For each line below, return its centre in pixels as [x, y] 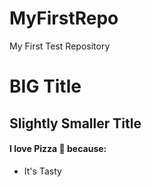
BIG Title [45, 86]
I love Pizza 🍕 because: [58, 149]
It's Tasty [42, 171]
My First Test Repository [60, 46]
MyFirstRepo [64, 18]
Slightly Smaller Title [75, 123]
